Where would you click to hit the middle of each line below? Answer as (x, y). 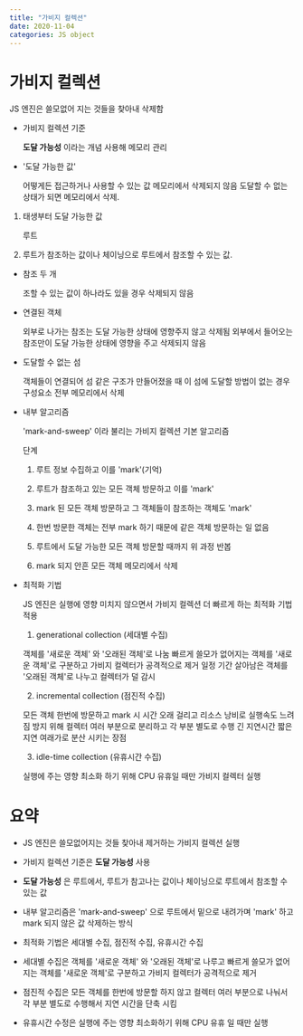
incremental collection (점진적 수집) (100, 696)
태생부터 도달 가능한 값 (62, 216)
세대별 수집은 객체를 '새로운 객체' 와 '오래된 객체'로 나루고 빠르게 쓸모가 (148, 962)
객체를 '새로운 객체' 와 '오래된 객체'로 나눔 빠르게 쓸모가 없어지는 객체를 (148, 654)
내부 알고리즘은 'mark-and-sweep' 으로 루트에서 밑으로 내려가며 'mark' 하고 (158, 912)
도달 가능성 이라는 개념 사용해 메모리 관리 (95, 147)
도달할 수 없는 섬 (52, 362)
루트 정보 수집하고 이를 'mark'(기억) (99, 470)
